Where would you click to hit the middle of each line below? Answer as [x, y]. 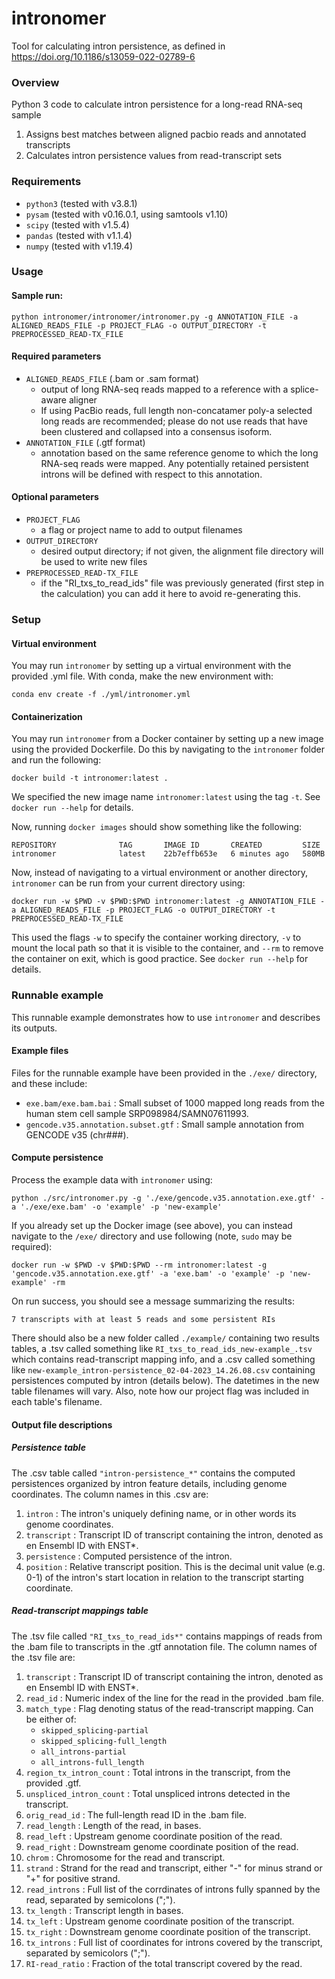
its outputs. [34, 1028]
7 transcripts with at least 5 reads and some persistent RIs [143, 1320]
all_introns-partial [83, 1752]
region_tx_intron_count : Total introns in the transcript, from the [158, 1772]
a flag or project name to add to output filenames [141, 530]
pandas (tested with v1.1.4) [79, 235]
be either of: [51, 1719]
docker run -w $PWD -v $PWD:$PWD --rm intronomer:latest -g [139, 1265]
